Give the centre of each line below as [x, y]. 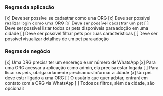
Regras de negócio [28, 51]
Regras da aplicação [30, 7]
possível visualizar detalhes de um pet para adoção [57, 39]
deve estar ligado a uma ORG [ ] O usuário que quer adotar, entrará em [76, 78]
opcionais [15, 88]
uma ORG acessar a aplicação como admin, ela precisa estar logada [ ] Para [82, 67]
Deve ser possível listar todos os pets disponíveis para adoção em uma [77, 28]
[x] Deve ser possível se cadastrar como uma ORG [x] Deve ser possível [78, 18]
